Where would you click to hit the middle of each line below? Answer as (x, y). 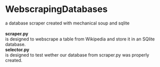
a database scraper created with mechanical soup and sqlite (67, 23)
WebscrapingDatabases (56, 9)
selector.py (17, 49)
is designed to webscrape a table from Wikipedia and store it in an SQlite (80, 39)
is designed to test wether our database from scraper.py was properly (77, 55)
